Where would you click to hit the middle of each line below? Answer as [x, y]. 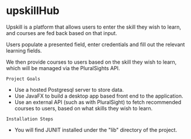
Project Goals [23, 79]
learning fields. [24, 50]
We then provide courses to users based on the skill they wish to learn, [91, 62]
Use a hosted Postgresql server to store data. [69, 89]
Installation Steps [30, 119]
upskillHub [33, 11]
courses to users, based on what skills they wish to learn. [84, 108]
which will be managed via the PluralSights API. [63, 68]
